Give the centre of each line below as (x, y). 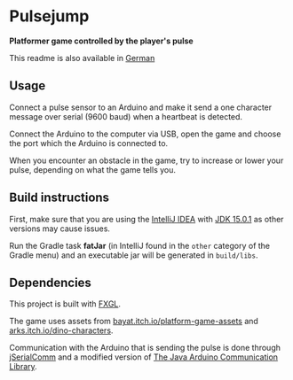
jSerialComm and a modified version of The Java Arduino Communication (143, 357)
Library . (23, 367)
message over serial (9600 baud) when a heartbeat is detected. (126, 116)
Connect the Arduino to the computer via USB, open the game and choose (145, 134)
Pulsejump (49, 16)
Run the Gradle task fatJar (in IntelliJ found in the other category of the (140, 245)
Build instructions (59, 198)
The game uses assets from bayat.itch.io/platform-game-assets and (134, 322)
